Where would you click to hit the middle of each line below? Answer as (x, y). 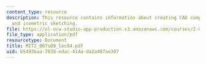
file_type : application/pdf (42, 35)
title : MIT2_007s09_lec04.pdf (45, 46)
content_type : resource (37, 12)
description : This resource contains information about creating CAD (97, 18)
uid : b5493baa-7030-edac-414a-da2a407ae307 (63, 52)
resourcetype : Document (37, 40)
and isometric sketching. (45, 23)
